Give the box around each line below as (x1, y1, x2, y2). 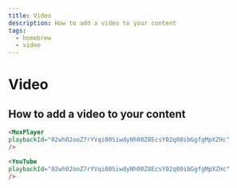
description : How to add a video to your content (8, 19, 177, 27)
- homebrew (15, 33, 52, 42)
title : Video (8, 11, 52, 20)
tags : (8, 26, 26, 34)
